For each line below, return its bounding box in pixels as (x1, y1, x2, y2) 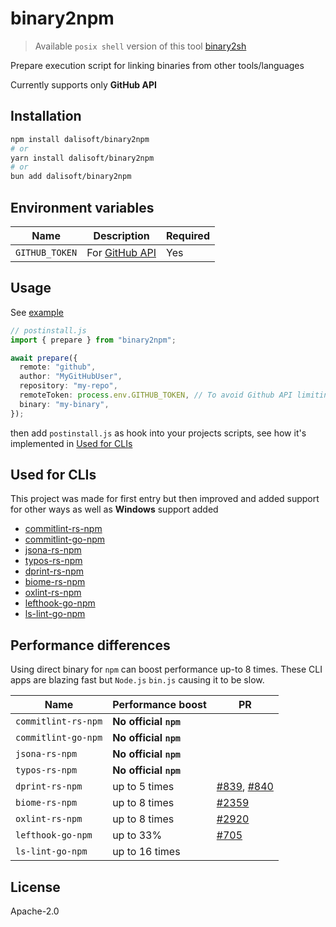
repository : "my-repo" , (19, 381, 118, 391)
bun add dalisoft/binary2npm (10, 172, 132, 182)
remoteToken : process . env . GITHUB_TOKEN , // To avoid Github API (19, 390, 293, 400)
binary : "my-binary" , (19, 399, 110, 409)
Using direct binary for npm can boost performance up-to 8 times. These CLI (10, 663, 323, 676)
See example (10, 306, 64, 318)
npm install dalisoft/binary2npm (10, 134, 150, 144)
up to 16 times (112, 845, 181, 859)
